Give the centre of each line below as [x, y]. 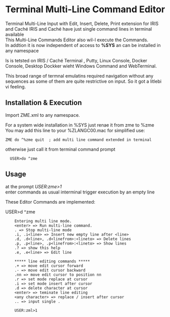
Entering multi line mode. [43, 221]
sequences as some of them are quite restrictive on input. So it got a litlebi [83, 81]
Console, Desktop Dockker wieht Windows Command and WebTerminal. [81, 66]
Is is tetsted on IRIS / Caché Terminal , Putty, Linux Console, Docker [76, 60]
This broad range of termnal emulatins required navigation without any [79, 76]
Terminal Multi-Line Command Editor [85, 9]
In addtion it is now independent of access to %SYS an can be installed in [83, 45]
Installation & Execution [44, 103]
